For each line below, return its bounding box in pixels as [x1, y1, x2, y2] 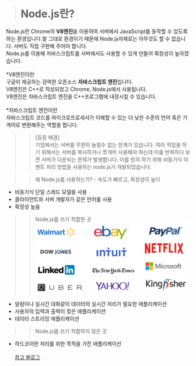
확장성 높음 [14, 203, 40, 210]
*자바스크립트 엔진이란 [6, 106, 58, 114]
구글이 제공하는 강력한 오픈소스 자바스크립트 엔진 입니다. [6, 78, 133, 85]
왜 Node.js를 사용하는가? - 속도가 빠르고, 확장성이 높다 [35, 176, 160, 183]
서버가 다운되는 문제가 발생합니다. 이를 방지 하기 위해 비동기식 [41, 156, 183, 163]
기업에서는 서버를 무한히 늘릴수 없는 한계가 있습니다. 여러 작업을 [35, 141, 181, 148]
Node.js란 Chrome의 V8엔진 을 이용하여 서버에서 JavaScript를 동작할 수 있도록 [6, 28, 188, 35]
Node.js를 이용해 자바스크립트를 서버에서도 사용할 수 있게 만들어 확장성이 [6, 50, 174, 57]
